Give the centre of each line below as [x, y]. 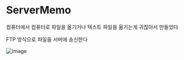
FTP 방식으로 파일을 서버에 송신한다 [47, 39]
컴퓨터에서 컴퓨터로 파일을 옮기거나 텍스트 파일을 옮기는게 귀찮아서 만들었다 [92, 27]
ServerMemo [39, 10]
